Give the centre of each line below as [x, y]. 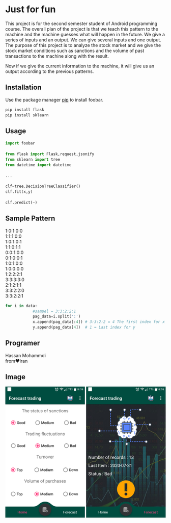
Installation [23, 88]
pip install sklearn [27, 115]
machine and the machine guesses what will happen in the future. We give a [85, 34]
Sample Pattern [30, 219]
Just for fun [31, 9]
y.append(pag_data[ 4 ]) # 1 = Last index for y [84, 328]
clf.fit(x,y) [19, 192]
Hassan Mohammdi [25, 355]
